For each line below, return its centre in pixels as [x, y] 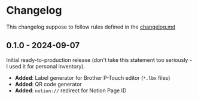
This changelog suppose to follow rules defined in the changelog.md [91, 27]
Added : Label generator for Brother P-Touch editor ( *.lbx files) [92, 77]
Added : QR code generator [48, 84]
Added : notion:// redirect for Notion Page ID [71, 90]
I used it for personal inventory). [46, 66]
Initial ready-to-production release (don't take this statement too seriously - [99, 60]
